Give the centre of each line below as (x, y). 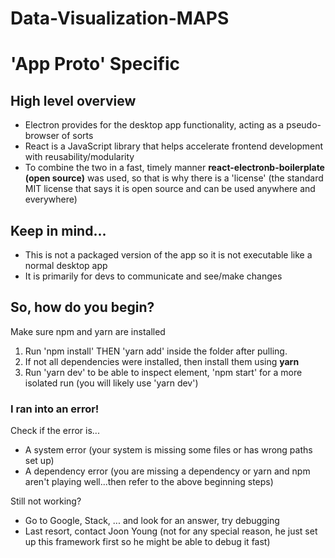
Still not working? (46, 501)
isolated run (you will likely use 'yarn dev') (111, 383)
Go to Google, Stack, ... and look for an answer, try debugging (152, 521)
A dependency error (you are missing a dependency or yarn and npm (167, 471)
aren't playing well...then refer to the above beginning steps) (149, 482)
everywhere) (51, 199)
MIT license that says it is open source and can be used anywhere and (170, 189)
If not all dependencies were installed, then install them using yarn (162, 361)
